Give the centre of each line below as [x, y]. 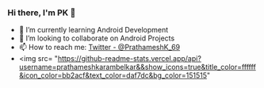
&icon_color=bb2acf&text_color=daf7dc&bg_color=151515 [113, 75]
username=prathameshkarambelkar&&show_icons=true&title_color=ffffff [138, 67]
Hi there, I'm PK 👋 [42, 13]
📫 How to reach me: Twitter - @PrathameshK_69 [99, 48]
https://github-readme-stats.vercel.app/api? [129, 59]
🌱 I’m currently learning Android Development [94, 30]
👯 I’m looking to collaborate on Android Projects [97, 38]
